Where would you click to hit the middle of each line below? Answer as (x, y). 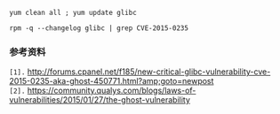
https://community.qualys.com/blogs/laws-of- (112, 91)
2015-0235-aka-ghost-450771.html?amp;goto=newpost (112, 81)
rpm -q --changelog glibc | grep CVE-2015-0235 (99, 28)
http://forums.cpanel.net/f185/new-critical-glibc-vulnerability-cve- (149, 72)
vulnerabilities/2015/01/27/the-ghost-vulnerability (100, 100)
